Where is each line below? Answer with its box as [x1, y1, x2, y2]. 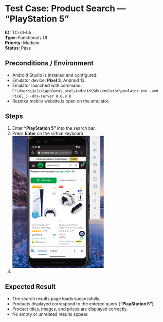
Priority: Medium [5, 40, 40, 45]
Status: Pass [5, 45, 31, 51]
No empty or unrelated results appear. [12, 311, 89, 317]
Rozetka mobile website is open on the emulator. [12, 98, 109, 104]
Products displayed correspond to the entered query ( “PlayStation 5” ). [12, 301, 155, 306]
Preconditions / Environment [5, 59, 94, 67]
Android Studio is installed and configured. [12, 72, 98, 78]
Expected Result [5, 282, 56, 291]
